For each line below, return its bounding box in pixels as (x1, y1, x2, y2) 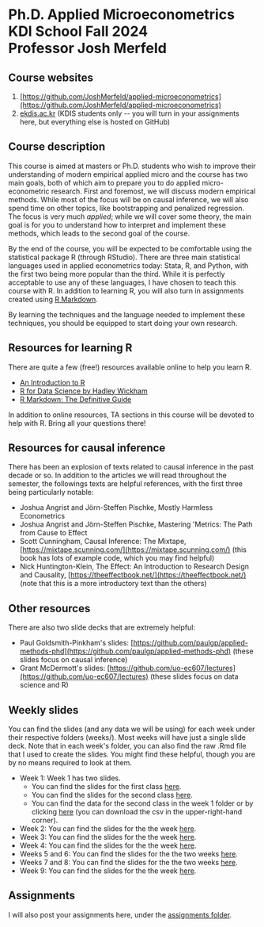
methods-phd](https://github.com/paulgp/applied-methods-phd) (19, 646, 232, 656)
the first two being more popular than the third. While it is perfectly (8, 269, 225, 278)
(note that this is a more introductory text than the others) (19, 579, 207, 588)
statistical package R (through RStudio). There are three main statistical (8, 252, 241, 262)
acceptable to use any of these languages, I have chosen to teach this (8, 278, 236, 287)
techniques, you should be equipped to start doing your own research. (8, 318, 238, 328)
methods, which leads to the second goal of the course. (8, 228, 190, 238)
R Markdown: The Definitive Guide (19, 394, 132, 404)
